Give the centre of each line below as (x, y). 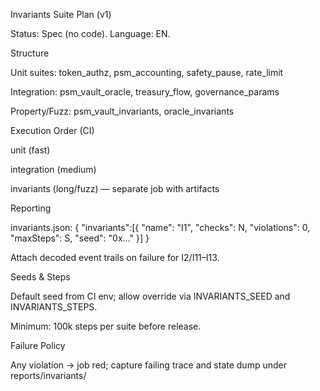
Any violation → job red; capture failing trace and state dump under (148, 365)
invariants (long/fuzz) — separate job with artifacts (115, 188)
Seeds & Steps (40, 277)
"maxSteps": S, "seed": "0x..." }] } (80, 238)
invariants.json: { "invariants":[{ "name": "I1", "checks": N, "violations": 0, (160, 227)
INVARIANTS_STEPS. (54, 307)
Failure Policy (38, 345)
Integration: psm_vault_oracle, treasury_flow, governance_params (145, 92)
